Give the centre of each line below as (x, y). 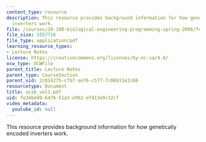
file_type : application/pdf (42, 41)
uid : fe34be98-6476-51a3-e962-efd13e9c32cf (63, 98)
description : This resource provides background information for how (97, 18)
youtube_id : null (34, 109)
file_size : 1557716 (31, 35)
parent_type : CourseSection (42, 75)
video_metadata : (27, 103)
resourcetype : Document (37, 87)
